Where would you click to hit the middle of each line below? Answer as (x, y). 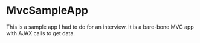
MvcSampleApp (47, 10)
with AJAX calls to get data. (41, 33)
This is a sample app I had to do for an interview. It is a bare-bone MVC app (100, 27)
